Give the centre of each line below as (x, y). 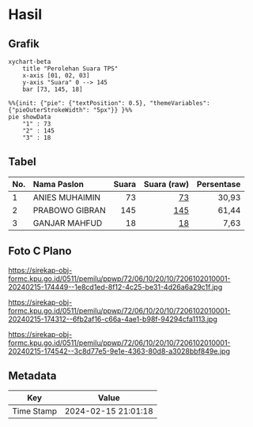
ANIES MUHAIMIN (67, 197)
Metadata (32, 376)
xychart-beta (30, 62)
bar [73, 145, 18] (53, 89)
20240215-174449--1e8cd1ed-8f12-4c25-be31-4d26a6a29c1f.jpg (115, 287)
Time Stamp (35, 411)
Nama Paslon (59, 184)
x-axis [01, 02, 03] (56, 76)
